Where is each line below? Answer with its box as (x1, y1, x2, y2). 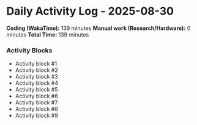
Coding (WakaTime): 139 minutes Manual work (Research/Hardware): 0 (6, 24, 191, 32)
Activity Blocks (6, 46, 53, 54)
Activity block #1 (15, 60, 57, 68)
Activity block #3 (15, 73, 58, 80)
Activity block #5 (15, 86, 58, 93)
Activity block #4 (15, 79, 59, 87)
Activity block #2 (15, 66, 58, 74)
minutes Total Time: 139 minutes (6, 30, 89, 38)
